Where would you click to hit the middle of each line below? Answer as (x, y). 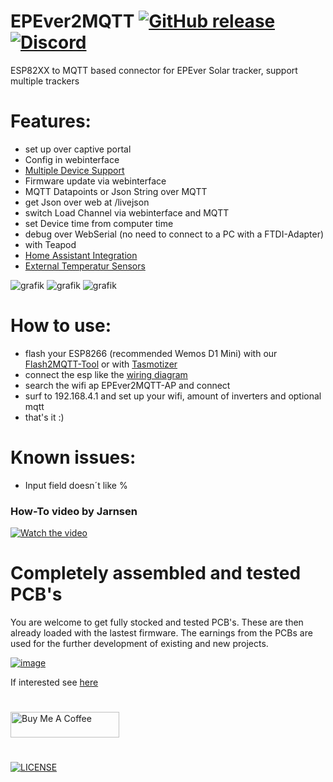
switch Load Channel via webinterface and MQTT (127, 212)
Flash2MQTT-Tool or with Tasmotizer (101, 364)
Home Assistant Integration (81, 255)
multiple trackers (45, 81)
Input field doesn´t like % (76, 485)
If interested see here (54, 682)
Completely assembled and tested (156, 573)
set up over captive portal (78, 149)
